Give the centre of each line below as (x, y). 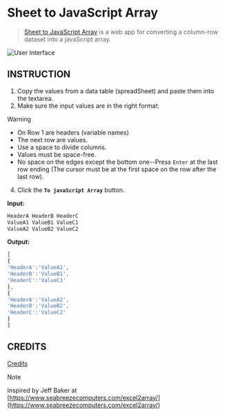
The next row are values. (52, 140)
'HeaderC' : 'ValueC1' (37, 280)
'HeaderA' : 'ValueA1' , (38, 267)
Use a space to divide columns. (62, 147)
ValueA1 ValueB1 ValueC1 (43, 223)
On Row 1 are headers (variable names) (73, 132)
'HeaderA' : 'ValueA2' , (38, 300)
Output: (18, 242)
